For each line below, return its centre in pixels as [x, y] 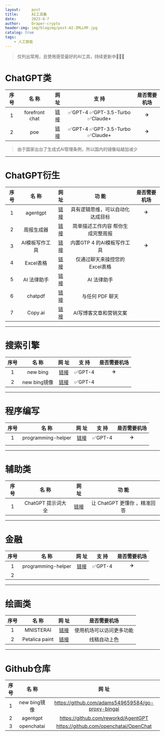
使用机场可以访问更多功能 [104, 631]
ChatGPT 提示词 [43, 503]
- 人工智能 [24, 42]
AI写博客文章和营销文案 [100, 313]
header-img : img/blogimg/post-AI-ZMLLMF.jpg [51, 28]
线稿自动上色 [104, 640]
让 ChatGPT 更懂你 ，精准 [121, 503]
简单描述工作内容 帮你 [98, 226]
